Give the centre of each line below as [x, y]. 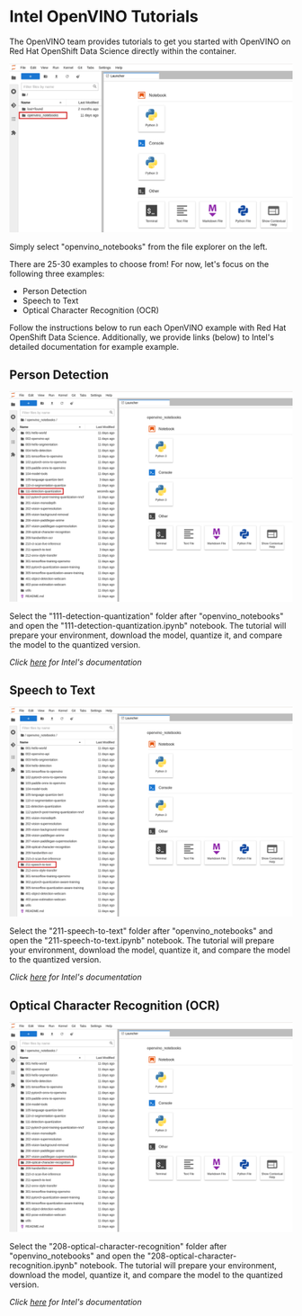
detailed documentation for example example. [94, 346]
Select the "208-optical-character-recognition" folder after [118, 1247]
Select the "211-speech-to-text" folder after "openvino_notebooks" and [141, 931]
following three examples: [57, 273]
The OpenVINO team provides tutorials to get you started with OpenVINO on [150, 41]
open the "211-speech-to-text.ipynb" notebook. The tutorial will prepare [142, 941]
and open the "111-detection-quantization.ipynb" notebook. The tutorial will [148, 625]
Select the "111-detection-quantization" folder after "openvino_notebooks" [147, 616]
